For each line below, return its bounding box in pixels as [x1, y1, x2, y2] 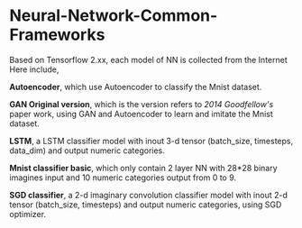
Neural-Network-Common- [9, 5, 218, 26]
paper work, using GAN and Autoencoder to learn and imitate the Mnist [9, 108, 273, 119]
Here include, [9, 64, 59, 75]
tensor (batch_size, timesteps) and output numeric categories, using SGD [9, 199, 282, 210]
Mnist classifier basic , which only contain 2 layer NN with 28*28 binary [9, 162, 278, 173]
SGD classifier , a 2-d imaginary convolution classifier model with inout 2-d [9, 189, 288, 200]
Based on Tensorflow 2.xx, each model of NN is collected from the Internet [9, 54, 288, 65]
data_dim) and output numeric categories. [9, 145, 165, 156]
